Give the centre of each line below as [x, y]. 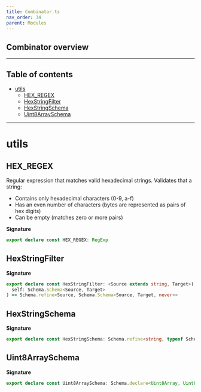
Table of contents [39, 75]
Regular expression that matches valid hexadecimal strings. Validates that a [99, 180]
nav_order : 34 [24, 17]
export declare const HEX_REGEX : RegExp [57, 240]
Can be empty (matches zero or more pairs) [69, 217]
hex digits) [28, 211]
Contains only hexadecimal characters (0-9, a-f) [74, 198]
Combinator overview [48, 47]
